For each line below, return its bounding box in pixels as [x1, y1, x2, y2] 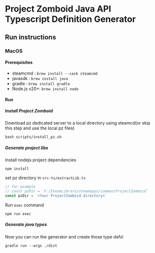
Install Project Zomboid [5, 108, 53, 113]
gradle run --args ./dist [5, 243, 57, 248]
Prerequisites [5, 60, 33, 65]
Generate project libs [5, 144, 48, 151]
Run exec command [5, 202, 44, 208]
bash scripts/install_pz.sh [5, 135, 62, 140]
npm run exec [5, 211, 31, 216]
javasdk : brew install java [12, 75, 68, 81]
